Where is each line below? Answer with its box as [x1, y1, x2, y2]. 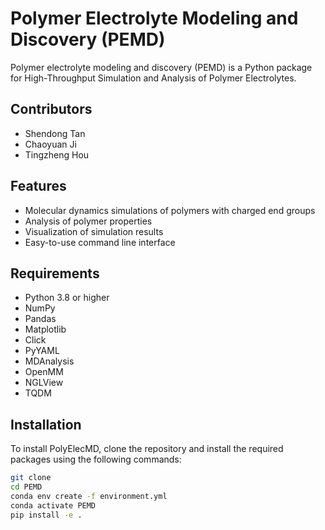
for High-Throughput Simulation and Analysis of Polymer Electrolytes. [10, 72, 297, 84]
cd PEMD [10, 482, 43, 492]
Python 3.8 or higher [24, 292, 110, 304]
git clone [10, 473, 52, 483]
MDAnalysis [24, 355, 75, 367]
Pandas [24, 313, 57, 325]
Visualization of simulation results [24, 225, 164, 237]
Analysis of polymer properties [24, 215, 153, 227]
